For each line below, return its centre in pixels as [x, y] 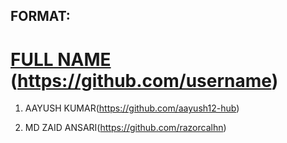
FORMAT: [40, 16]
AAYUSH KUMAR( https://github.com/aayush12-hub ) [132, 108]
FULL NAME [61, 59]
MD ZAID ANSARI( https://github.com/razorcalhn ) [125, 128]
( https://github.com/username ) [144, 80]
